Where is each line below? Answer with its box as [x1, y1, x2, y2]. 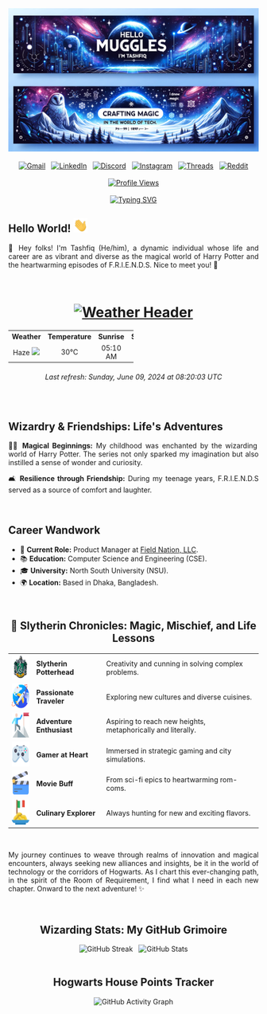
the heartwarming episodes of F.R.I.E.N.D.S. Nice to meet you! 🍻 [8, 260, 219, 269]
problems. [106, 667, 139, 676]
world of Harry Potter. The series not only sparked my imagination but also [8, 449, 259, 459]
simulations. [106, 754, 145, 764]
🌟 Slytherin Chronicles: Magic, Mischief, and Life [10, 619, 257, 632]
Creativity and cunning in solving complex [106, 659, 244, 668]
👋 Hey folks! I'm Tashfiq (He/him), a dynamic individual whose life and [8, 243, 259, 253]
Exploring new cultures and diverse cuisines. [106, 692, 253, 702]
